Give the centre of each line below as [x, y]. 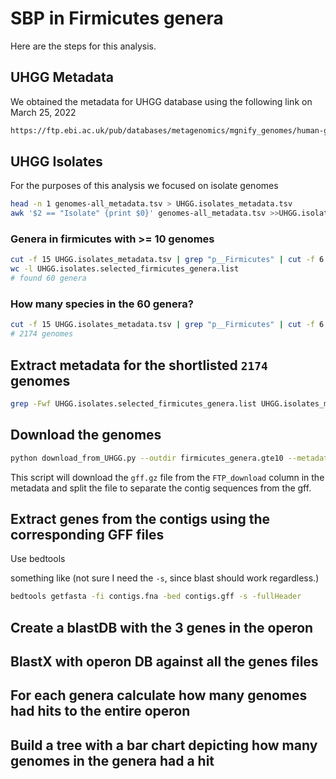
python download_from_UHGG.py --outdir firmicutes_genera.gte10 [147, 458]
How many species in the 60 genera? [102, 304]
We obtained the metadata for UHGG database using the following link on [161, 101]
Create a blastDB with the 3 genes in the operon [162, 627]
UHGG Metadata [62, 77]
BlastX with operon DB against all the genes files [164, 661]
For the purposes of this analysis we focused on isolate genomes [144, 186]
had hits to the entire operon [100, 711]
